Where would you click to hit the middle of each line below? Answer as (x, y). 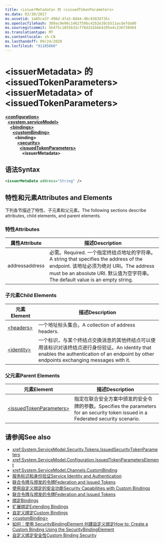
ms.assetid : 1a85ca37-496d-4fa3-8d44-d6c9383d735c (58, 19)
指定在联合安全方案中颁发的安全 (111, 399)
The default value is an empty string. (91, 280)
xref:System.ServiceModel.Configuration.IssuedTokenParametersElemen (85, 459)
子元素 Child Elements (31, 295)
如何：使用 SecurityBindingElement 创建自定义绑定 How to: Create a (80, 524)
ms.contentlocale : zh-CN (30, 37)
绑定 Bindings (25, 500)
